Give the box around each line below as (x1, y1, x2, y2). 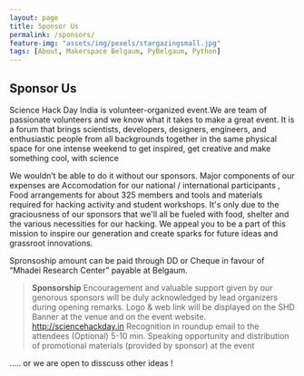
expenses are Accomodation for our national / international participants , (9, 179, 281, 190)
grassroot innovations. (9, 237, 93, 248)
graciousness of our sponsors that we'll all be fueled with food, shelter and (9, 208, 289, 219)
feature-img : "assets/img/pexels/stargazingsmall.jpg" (9, 38, 221, 48)
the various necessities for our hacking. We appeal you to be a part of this (9, 218, 286, 229)
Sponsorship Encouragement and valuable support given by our (31, 282, 273, 293)
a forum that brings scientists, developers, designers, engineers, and (9, 123, 267, 134)
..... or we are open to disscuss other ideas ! (9, 357, 173, 368)
